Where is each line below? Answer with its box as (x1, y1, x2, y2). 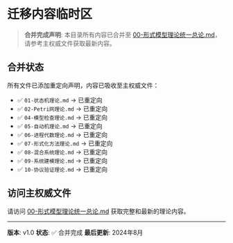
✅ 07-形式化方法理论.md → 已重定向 (17, 139, 113, 147)
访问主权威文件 (7, 188, 71, 199)
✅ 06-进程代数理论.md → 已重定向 (17, 130, 108, 138)
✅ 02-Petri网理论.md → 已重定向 (17, 105, 108, 113)
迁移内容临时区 (7, 6, 93, 22)
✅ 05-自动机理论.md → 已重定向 (17, 122, 103, 130)
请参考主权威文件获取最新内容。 (24, 39, 116, 47)
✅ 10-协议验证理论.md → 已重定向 (17, 165, 108, 173)
